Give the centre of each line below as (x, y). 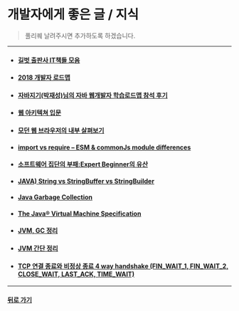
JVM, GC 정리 (38, 231)
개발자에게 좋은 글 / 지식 (73, 15)
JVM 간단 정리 (38, 248)
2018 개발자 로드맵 (44, 78)
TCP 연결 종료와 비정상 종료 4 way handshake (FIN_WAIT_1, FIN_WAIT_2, (123, 266)
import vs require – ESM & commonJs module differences (104, 147)
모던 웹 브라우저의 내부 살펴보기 (61, 130)
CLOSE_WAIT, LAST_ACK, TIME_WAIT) (76, 274)
